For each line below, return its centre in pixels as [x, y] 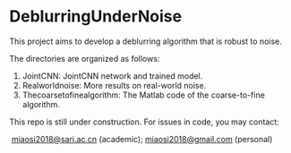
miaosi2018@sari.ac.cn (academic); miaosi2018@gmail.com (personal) [142, 139]
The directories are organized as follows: [85, 58]
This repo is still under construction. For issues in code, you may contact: [144, 122]
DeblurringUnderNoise [95, 17]
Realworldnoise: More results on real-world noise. [114, 85]
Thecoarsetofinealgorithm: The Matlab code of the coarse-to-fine [144, 95]
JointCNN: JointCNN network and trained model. [112, 76]
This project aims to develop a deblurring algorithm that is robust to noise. [145, 41]
